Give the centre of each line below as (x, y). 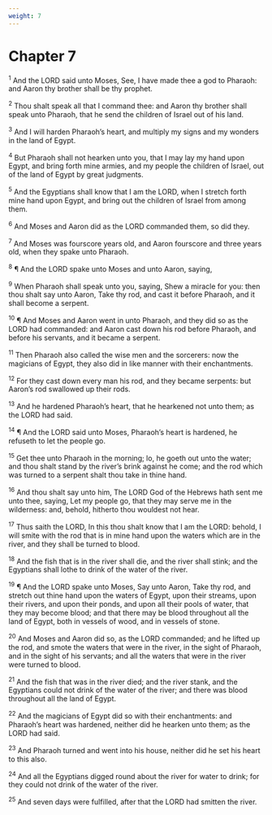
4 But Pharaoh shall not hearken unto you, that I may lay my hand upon (127, 157)
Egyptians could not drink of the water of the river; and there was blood (128, 690)
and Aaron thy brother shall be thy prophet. (80, 89)
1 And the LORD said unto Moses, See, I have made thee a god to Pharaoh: (133, 80)
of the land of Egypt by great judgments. (76, 175)
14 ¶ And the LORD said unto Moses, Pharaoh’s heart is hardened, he (123, 431)
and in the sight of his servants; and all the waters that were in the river (127, 656)
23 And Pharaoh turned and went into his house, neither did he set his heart (134, 750)
